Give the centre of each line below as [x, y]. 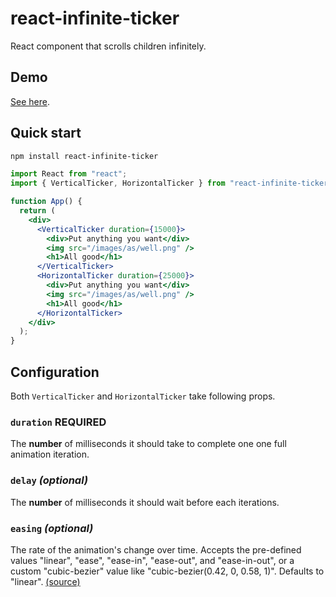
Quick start [46, 133]
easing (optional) [52, 528]
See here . [30, 101]
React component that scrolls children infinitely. [108, 46]
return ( [37, 211]
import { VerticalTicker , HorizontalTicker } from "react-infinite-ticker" [171, 183]
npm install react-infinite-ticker [84, 156]
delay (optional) [49, 480]
